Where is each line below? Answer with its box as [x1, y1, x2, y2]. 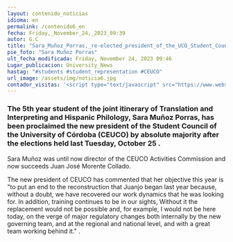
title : [7, 42, 26, 49]
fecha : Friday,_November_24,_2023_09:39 [7, 29, 126, 37]
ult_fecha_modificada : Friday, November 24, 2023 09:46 [7, 55, 172, 62]
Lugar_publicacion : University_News [7, 62, 113, 69]
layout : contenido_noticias [7, 10, 89, 17]
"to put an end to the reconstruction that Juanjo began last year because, [7, 182, 217, 191]
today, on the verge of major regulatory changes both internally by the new [7, 212, 221, 221]
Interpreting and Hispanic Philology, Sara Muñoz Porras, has [7, 112, 215, 122]
